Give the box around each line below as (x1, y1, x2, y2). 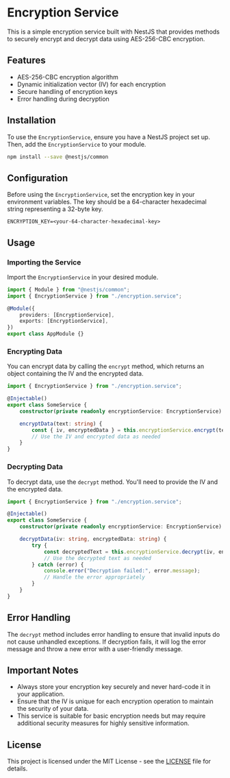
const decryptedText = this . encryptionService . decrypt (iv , (43, 548, 216, 555)
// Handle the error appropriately (43, 574, 146, 581)
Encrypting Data (7, 346, 63, 356)
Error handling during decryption (16, 95, 110, 103)
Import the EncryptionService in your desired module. (7, 273, 159, 281)
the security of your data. (16, 705, 89, 713)
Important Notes (7, 664, 79, 676)
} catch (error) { (31, 561, 84, 568)
